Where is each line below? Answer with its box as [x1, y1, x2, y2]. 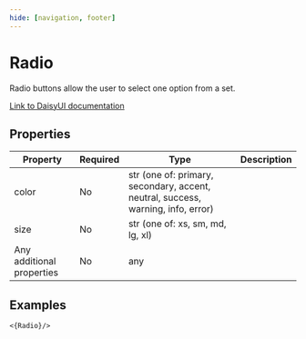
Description [240, 154, 292, 166]
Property [22, 154, 62, 166]
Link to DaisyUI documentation [9, 100, 125, 111]
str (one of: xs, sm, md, [127, 217, 227, 230]
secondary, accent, [127, 180, 211, 193]
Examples [9, 297, 66, 313]
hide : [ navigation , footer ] [9, 13, 117, 23]
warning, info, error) [127, 203, 214, 215]
